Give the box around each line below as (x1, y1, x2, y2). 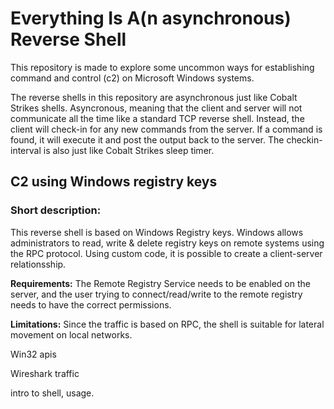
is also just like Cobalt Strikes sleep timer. (43, 144, 215, 156)
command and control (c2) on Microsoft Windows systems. (10, 72, 255, 84)
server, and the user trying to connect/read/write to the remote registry (10, 288, 303, 300)
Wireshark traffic (10, 367, 80, 379)
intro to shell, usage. (10, 387, 95, 399)
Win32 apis (10, 348, 57, 360)
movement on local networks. (10, 328, 133, 341)
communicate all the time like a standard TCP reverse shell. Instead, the (10, 112, 305, 124)
